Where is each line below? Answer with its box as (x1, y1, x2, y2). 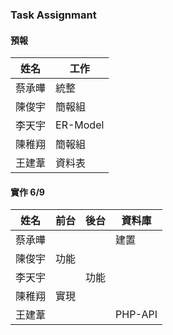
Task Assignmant (10, 8, 97, 22)
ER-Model (55, 118, 105, 132)
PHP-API (115, 308, 158, 322)
